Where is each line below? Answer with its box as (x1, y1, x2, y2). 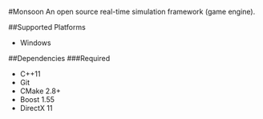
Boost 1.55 (19, 95, 55, 104)
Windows (19, 38, 51, 47)
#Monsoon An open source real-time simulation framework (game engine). (8, 7, 256, 16)
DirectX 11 (19, 104, 53, 113)
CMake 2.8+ (19, 86, 62, 96)
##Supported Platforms (8, 23, 86, 31)
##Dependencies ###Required (8, 54, 111, 63)
